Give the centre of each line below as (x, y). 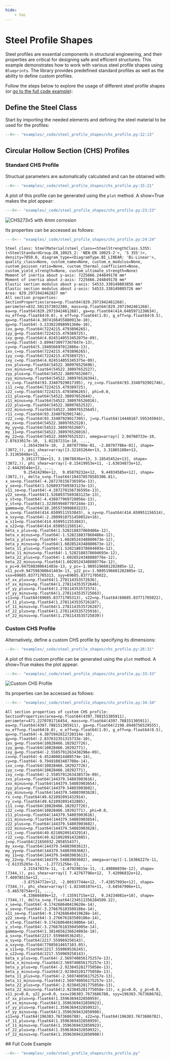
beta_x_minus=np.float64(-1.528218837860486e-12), (60, 535)
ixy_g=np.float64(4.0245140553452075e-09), (52, 338)
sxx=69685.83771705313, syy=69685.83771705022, (57, 576)
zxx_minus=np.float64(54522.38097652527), (51, 370)
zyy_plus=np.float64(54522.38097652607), (50, 374)
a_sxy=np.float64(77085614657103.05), (46, 945)
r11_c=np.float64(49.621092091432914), (48, 833)
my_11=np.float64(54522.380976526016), (48, 432)
